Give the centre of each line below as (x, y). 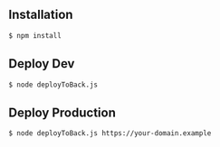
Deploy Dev (42, 64)
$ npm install (35, 35)
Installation (41, 15)
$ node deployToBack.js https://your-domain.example (110, 133)
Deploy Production (62, 112)
